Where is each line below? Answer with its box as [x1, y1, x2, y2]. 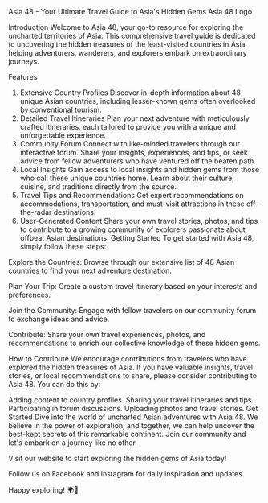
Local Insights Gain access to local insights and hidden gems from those [19, 165, 260, 174]
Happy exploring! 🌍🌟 [8, 485, 79, 494]
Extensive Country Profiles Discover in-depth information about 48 [19, 88, 241, 97]
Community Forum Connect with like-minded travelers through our [19, 139, 241, 148]
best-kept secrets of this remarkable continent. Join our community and [8, 430, 246, 439]
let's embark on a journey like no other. [8, 438, 138, 447]
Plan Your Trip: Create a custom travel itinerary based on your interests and [8, 282, 258, 291]
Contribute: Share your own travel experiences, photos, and [8, 330, 206, 339]
